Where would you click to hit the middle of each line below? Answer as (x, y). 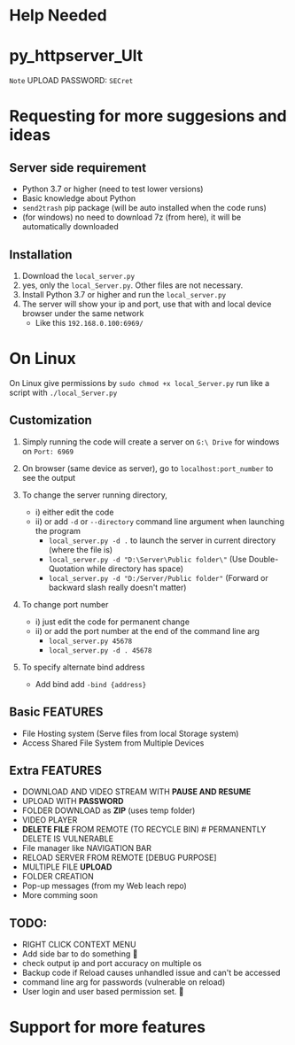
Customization (51, 420)
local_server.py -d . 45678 (100, 650)
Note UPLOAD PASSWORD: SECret (71, 81)
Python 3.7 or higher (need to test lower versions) (113, 189)
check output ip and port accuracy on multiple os (112, 964)
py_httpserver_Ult (76, 56)
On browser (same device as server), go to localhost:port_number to (147, 468)
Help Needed (58, 15)
